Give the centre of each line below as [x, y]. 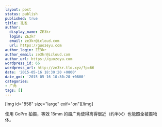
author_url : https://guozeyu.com [39, 59]
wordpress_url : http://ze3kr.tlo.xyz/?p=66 [50, 68]
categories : [17, 81]
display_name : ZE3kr [30, 32]
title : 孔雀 [16, 23]
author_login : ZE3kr [26, 50]
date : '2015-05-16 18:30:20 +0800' [41, 72]
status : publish [21, 14]
